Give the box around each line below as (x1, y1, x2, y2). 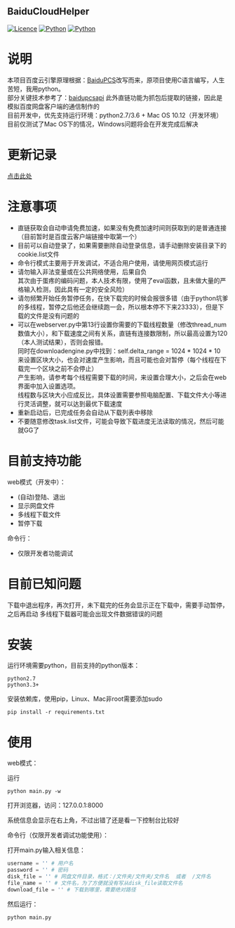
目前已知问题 (7, 576, 82, 592)
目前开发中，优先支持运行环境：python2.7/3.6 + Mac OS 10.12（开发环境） (7, 110, 223, 119)
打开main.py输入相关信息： (7, 846, 86, 854)
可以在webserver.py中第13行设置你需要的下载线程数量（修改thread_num (17, 320, 227, 329)
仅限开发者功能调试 (17, 549, 74, 557)
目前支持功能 (7, 453, 82, 469)
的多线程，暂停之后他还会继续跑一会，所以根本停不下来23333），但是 (17, 303, 218, 311)
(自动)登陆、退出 (17, 492, 66, 501)
